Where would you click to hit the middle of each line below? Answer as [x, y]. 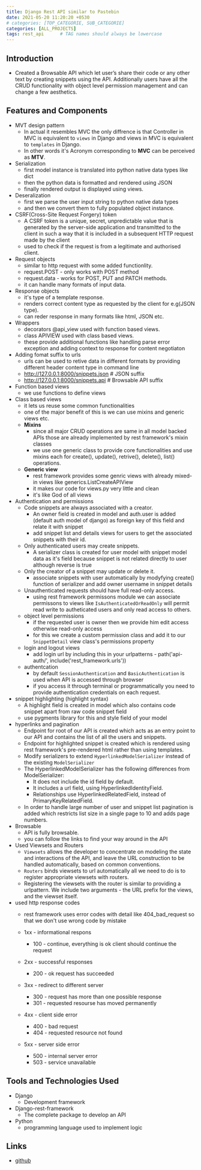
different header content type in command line [81, 367]
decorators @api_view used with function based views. [92, 329]
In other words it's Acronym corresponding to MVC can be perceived [109, 151]
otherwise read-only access [67, 628]
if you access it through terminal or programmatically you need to [114, 686]
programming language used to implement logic [83, 1127]
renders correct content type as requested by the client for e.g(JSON [109, 303]
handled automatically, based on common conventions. [92, 864]
